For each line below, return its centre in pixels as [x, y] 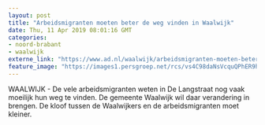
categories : [28, 37]
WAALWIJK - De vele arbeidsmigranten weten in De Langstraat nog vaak [127, 89]
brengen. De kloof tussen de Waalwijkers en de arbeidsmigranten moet [123, 105]
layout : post [30, 15]
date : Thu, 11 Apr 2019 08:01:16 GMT [70, 30]
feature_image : [33, 67]
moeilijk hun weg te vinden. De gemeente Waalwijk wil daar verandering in [129, 97]
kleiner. [20, 114]
